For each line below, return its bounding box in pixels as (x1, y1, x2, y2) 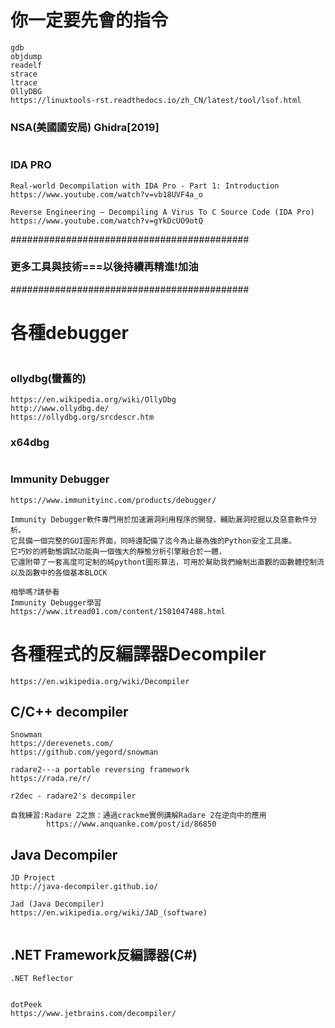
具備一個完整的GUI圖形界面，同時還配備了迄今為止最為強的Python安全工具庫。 (17, 536, 297, 546)
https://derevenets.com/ (10, 739, 114, 749)
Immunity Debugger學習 (10, 597, 102, 608)
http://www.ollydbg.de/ (10, 404, 110, 414)
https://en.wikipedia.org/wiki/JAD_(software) (10, 908, 208, 918)
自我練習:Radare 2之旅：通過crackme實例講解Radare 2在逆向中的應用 (10, 811, 267, 821)
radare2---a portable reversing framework (10, 765, 190, 775)
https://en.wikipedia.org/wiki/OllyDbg (10, 395, 177, 405)
